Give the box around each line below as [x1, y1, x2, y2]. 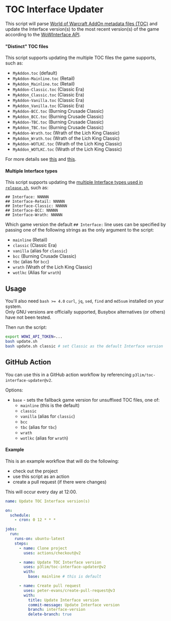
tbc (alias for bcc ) [12, 259, 50, 265]
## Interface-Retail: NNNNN [5, 199, 65, 204]
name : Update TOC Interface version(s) [5, 499, 90, 504]
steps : [14, 541, 29, 546]
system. [5, 303, 22, 309]
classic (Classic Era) [12, 242, 57, 249]
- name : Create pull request [18, 583, 81, 589]
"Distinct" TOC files [5, 43, 48, 49]
